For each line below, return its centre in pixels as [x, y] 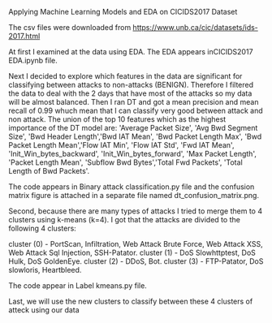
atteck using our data [44, 310]
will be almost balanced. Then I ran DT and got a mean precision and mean [134, 102]
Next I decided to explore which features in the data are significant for [125, 76]
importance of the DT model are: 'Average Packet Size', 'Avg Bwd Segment [133, 128]
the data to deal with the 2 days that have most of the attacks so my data [130, 93]
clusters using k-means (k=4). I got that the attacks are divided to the [125, 220]
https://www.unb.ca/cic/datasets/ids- [195, 27]
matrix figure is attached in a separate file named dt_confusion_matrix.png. [134, 195]
